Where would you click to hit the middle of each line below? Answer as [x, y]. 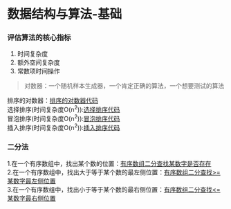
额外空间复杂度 [38, 62]
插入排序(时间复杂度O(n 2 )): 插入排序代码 [64, 127]
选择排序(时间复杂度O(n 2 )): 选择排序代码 [64, 109]
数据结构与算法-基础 [65, 14]
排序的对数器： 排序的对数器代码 [53, 100]
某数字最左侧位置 [31, 181]
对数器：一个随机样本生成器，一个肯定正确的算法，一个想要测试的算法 [124, 86]
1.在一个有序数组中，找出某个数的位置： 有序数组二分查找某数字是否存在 [109, 163]
